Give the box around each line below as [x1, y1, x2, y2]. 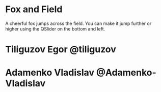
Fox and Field [5, 4, 63, 15]
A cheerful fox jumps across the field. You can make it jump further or [5, 20, 152, 26]
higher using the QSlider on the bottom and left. [5, 25, 105, 32]
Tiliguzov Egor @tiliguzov [5, 44, 116, 55]
